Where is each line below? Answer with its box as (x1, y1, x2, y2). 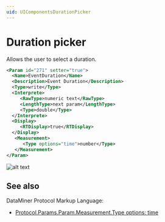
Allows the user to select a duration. (6, 56, 97, 63)
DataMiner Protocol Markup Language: (6, 197, 104, 204)
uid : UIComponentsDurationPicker (6, 9, 91, 15)
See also (6, 181, 40, 191)
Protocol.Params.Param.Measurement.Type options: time (15, 209, 159, 217)
